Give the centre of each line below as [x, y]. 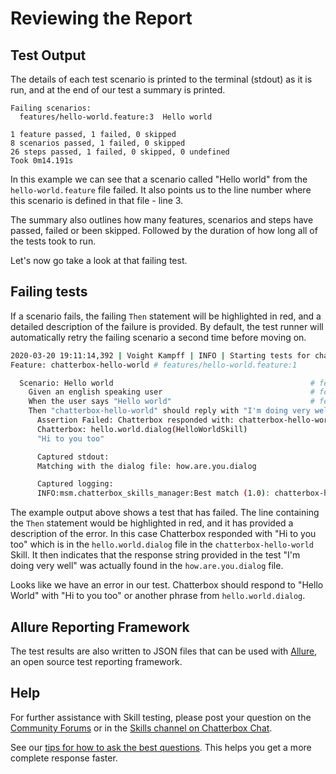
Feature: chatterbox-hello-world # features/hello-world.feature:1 [154, 365]
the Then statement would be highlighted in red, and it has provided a [152, 523]
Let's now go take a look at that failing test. [99, 260]
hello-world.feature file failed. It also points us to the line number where [161, 190]
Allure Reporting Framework [100, 627]
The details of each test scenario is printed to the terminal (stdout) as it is [161, 79]
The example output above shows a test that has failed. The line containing [165, 513]
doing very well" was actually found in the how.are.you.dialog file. [147, 566]
